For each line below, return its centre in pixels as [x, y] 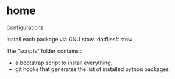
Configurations [25, 27]
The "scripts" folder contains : [44, 51]
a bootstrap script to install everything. [64, 63]
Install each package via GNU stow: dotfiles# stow [70, 39]
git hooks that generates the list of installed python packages [92, 69]
